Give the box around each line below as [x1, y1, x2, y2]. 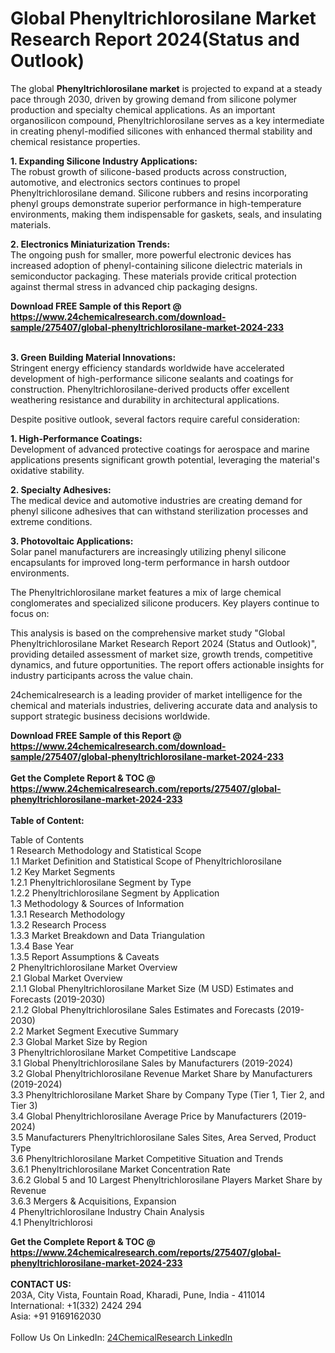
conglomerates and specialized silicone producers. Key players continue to [10, 597, 320, 609]
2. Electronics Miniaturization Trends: [10, 238, 171, 250]
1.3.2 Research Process [10, 918, 107, 931]
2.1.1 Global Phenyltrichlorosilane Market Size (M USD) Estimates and [10, 982, 294, 994]
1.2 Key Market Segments [10, 865, 116, 877]
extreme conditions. [10, 515, 93, 527]
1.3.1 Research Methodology [10, 908, 126, 920]
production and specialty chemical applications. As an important [10, 103, 276, 116]
